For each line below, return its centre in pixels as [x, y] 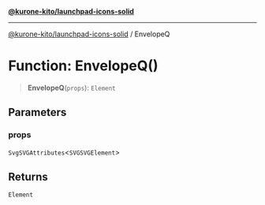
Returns [28, 177]
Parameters [37, 112]
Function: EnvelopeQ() [84, 66]
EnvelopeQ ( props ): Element [71, 88]
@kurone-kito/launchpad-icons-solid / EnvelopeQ [89, 34]
